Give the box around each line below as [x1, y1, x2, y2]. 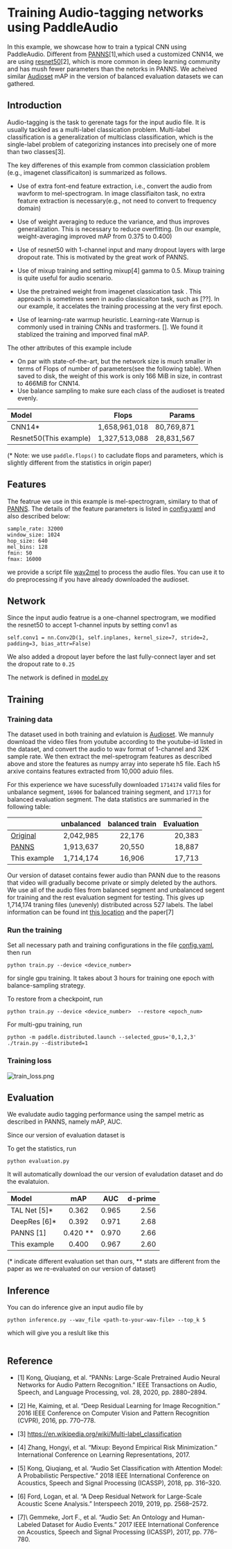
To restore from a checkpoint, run [7, 994, 103, 1004]
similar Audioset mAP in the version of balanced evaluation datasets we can [7, 71, 224, 81]
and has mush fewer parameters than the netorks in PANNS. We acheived [7, 65, 217, 73]
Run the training [7, 925, 62, 935]
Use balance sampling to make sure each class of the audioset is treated [17, 387, 225, 395]
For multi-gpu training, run [7, 1020, 82, 1029]
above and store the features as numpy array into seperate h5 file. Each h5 [7, 760, 220, 768]
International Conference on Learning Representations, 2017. [17, 1450, 190, 1459]
